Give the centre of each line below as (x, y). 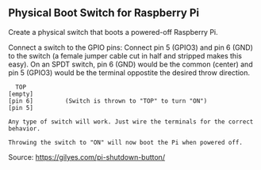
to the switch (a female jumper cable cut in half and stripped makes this (125, 55)
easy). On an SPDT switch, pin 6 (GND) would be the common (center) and (130, 64)
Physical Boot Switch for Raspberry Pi (104, 13)
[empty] (21, 94)
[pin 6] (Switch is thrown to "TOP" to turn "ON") (108, 101)
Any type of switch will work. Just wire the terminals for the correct (131, 122)
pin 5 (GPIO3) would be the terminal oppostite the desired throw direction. (129, 72)
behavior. (25, 128)
